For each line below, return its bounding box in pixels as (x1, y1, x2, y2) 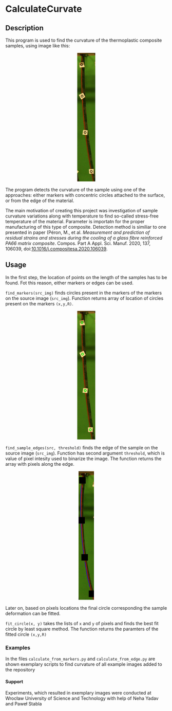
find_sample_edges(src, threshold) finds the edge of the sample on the (5, 444, 158, 450)
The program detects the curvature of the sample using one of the (5, 187, 146, 193)
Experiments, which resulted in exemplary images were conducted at (5, 690, 151, 696)
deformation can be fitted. (5, 610, 61, 616)
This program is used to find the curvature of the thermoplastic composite (5, 37, 162, 43)
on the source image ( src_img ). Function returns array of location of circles (5, 295, 164, 301)
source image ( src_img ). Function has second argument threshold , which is (5, 450, 165, 456)
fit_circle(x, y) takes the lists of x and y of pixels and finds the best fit (5, 620, 159, 626)
